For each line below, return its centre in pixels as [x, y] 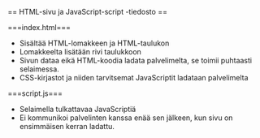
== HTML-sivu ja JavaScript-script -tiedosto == [88, 12]
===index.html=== [39, 27]
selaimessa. [39, 69]
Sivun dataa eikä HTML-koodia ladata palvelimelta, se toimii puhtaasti [136, 60]
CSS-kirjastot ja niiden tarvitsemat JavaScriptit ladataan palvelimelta [134, 78]
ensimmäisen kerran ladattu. [67, 126]
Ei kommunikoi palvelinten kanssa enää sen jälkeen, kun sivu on [126, 118]
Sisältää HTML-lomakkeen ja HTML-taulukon [94, 43]
